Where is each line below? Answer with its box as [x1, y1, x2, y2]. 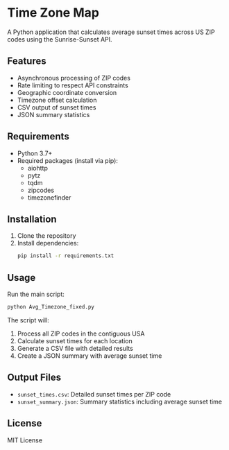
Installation [7, 213, 57, 225]
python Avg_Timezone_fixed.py [7, 304, 95, 311]
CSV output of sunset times [17, 103, 96, 112]
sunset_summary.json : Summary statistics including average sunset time [17, 397, 223, 406]
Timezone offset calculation [17, 96, 97, 104]
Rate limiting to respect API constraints [17, 81, 128, 89]
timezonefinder [27, 193, 71, 202]
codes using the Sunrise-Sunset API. [7, 35, 112, 43]
